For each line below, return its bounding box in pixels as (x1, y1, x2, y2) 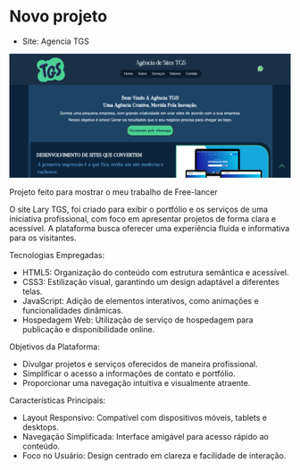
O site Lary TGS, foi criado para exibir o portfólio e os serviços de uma (9, 204, 269, 214)
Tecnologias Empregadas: (9, 249, 105, 260)
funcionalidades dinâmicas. (21, 305, 123, 315)
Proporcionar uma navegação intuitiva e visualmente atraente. (21, 377, 251, 388)
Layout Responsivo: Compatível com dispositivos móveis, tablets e (21, 412, 268, 423)
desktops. (21, 422, 60, 432)
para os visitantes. (9, 232, 78, 243)
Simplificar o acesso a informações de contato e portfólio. (21, 368, 236, 379)
